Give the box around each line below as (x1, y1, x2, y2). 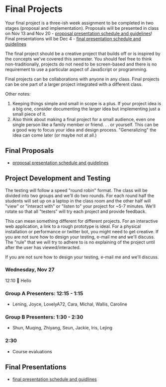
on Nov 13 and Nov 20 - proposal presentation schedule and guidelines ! (5, 30, 153, 36)
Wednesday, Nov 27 (5, 266, 55, 273)
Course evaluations (12, 348, 52, 354)
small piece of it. (12, 111, 46, 117)
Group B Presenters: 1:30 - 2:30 (5, 314, 83, 321)
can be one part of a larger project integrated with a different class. (5, 81, 143, 87)
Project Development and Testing (5, 174, 111, 183)
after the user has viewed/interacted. (5, 244, 81, 250)
